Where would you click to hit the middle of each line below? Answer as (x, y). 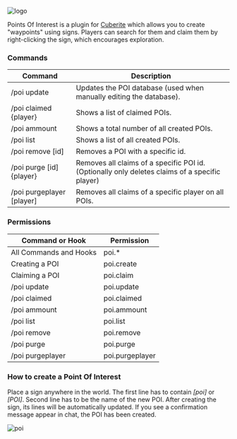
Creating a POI (35, 263)
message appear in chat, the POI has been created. (82, 414)
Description (151, 76)
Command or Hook (54, 240)
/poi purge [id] (35, 167)
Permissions (29, 222)
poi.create (120, 263)
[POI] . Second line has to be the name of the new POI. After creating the (112, 399)
